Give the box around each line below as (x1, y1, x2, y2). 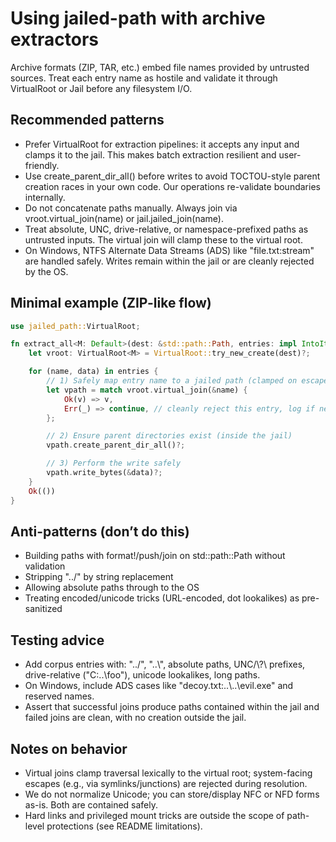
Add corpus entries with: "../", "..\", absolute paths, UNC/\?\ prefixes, (24, 658, 306, 671)
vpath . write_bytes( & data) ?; (46, 468, 163, 478)
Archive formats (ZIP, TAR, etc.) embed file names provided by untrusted (10, 61, 310, 73)
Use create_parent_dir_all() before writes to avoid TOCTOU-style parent (24, 170, 321, 182)
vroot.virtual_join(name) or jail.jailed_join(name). (24, 212, 224, 224)
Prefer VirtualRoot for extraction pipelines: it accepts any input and (24, 138, 300, 150)
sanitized (24, 603, 63, 615)
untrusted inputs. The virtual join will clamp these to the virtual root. (24, 233, 303, 246)
